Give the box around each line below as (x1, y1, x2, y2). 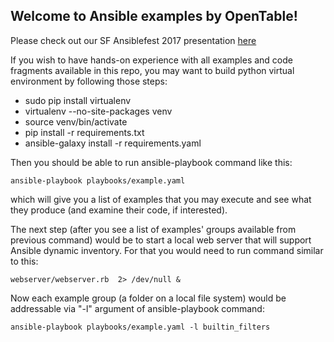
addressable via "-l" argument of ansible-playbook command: (10, 302, 265, 314)
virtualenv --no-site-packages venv (24, 105, 173, 117)
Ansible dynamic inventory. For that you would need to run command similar (10, 244, 324, 256)
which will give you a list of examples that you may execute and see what (10, 193, 312, 205)
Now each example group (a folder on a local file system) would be (10, 292, 287, 304)
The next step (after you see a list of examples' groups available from (10, 223, 297, 235)
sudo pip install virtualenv (24, 94, 132, 106)
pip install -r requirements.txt (24, 126, 145, 138)
